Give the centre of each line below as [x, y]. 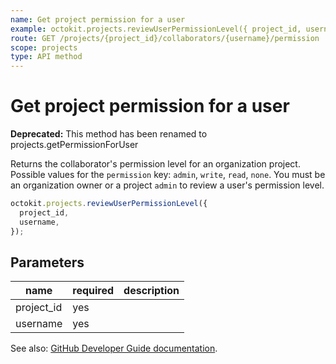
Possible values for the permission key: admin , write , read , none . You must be [168, 175]
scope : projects [44, 47]
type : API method [46, 57]
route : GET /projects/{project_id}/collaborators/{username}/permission [165, 38]
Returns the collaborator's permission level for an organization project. [155, 164]
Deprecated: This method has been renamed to [109, 134]
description [151, 291]
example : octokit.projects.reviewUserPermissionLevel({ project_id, [156, 29]
